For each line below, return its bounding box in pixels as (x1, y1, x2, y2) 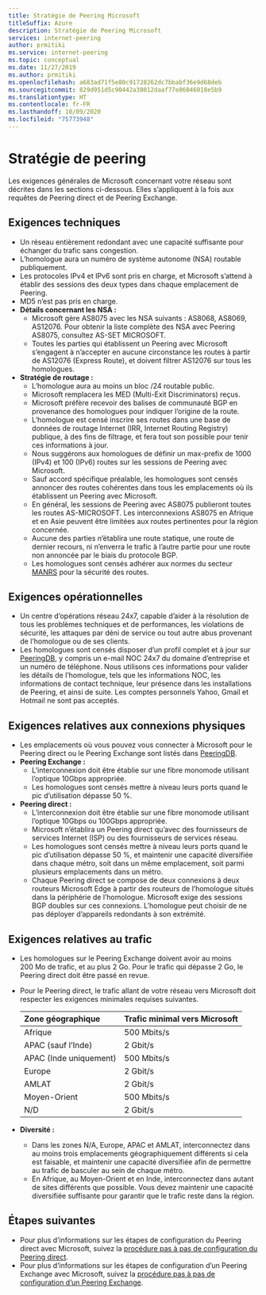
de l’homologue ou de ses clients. (19, 636, 130, 646)
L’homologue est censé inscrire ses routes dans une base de (31, 415, 231, 424)
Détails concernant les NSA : (19, 304, 117, 315)
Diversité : (19, 1125, 55, 1135)
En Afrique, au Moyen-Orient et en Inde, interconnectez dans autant (31, 1174, 254, 1183)
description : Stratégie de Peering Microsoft (8, 26, 161, 34)
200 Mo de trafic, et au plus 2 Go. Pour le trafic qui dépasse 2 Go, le (19, 962, 244, 972)
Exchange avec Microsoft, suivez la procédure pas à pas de (19, 1269, 216, 1278)
